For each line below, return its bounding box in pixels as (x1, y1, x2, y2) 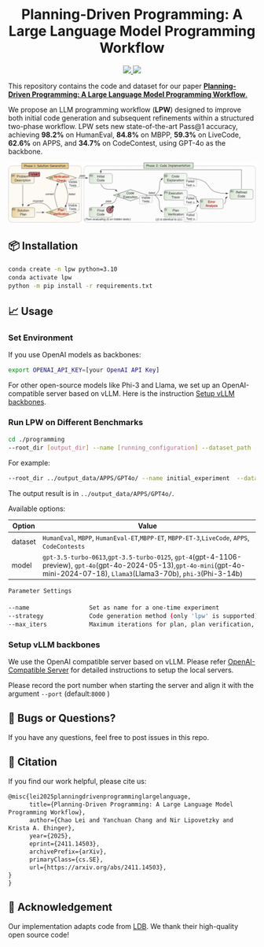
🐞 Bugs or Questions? (8, 712, 116, 725)
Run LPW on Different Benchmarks (8, 416, 144, 427)
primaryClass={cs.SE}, (28, 856, 104, 864)
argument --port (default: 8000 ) (8, 689, 110, 698)
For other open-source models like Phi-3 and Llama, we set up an (8, 380, 221, 390)
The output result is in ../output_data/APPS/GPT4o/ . (8, 488, 174, 498)
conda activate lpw (8, 273, 72, 281)
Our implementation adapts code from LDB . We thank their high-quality (8, 921, 239, 930)
